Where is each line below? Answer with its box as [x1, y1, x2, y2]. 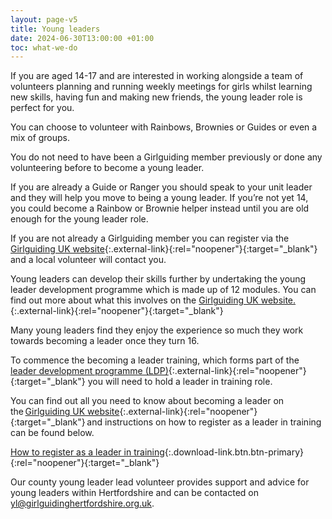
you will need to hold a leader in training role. [87, 376, 273, 388]
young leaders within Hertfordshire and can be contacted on [10, 487, 259, 499]
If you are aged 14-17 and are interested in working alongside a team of [10, 70, 304, 82]
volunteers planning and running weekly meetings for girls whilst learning [10, 81, 313, 93]
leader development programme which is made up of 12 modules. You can [10, 284, 317, 296]
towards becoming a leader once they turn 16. [10, 335, 200, 347]
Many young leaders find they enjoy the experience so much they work [10, 324, 304, 336]
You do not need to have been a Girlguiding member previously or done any [10, 151, 323, 163]
